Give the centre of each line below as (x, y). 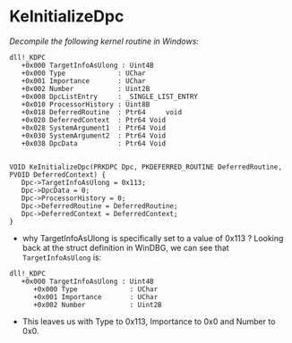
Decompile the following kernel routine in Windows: (104, 41)
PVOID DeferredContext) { (57, 175)
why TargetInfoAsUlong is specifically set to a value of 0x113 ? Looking (153, 238)
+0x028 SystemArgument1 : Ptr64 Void (94, 128)
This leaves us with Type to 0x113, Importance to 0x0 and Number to (149, 321)
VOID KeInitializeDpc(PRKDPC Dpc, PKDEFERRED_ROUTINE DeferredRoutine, (146, 167)
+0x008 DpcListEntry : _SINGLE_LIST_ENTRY (110, 96)
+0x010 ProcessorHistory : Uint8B (86, 105)
